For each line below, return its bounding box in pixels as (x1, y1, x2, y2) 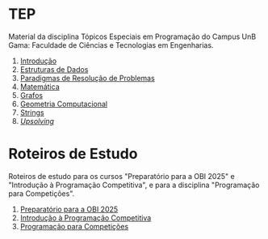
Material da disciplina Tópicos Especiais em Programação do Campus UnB (8, 32, 257, 41)
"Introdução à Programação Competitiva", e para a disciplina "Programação (8, 180, 260, 190)
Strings (19, 107, 44, 117)
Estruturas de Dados (19, 64, 89, 74)
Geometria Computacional (19, 99, 107, 109)
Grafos (19, 90, 43, 100)
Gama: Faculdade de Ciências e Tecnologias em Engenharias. (8, 40, 214, 49)
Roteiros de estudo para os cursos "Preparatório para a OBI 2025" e (8, 171, 236, 181)
